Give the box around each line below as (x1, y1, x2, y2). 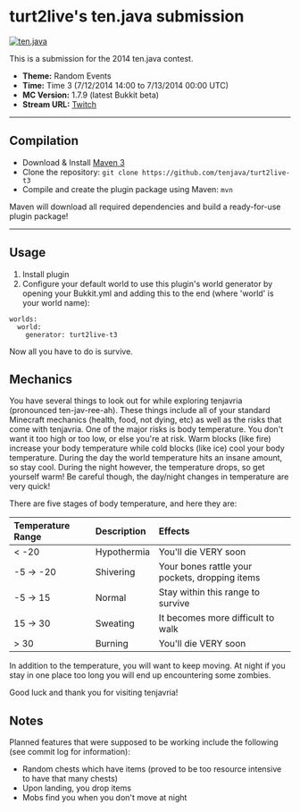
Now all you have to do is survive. (9, 346, 134, 357)
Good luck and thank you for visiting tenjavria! (9, 687, 179, 698)
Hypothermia (95, 546, 150, 558)
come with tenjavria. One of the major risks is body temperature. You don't (9, 424, 284, 435)
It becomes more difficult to (158, 612, 275, 624)
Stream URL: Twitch (21, 98, 96, 109)
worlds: (9, 315, 38, 324)
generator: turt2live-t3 (25, 330, 118, 339)
